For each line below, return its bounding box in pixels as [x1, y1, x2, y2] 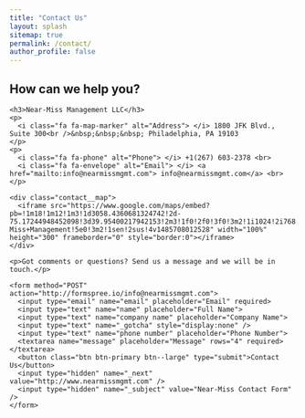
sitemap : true [9, 30, 64, 39]
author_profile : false [9, 47, 96, 57]
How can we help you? [9, 81, 141, 97]
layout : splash [9, 22, 68, 31]
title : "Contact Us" [9, 13, 89, 23]
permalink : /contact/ [9, 38, 92, 48]
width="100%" [217, 225, 268, 234]
